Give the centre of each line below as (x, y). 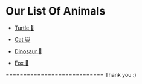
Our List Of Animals (56, 11)
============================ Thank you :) (71, 74)
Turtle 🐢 (24, 28)
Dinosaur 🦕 (28, 51)
